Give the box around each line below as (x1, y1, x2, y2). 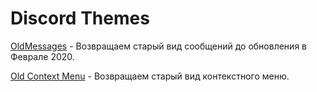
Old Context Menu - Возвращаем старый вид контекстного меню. (10, 70, 290, 82)
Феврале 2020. (10, 50, 75, 62)
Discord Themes (10, 7, 150, 30)
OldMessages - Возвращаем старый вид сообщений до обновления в (10, 40, 307, 52)
